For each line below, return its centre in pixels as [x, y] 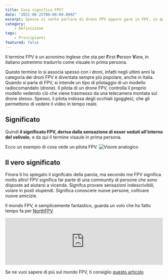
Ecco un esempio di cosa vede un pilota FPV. [51, 147]
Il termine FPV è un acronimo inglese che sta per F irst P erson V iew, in [77, 57]
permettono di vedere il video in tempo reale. [51, 104]
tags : [11, 33]
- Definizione [29, 29]
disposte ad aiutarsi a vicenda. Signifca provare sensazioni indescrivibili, [80, 185]
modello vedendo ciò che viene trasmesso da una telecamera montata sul [81, 93]
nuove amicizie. [21, 196]
